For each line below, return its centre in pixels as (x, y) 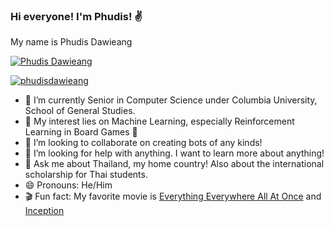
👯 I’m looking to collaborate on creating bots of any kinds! (143, 143)
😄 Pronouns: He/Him (68, 185)
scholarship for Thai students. (86, 175)
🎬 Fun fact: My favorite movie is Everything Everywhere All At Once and (173, 196)
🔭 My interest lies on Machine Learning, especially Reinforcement (159, 121)
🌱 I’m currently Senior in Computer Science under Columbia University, (171, 100)
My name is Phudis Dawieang (71, 42)
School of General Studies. (80, 111)
